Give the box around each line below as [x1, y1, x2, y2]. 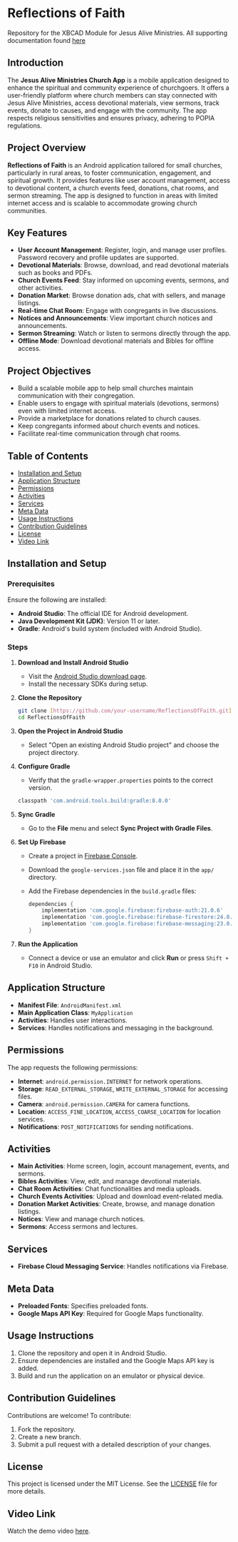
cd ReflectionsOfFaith [17, 714, 86, 721]
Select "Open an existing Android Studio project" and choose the [28, 740, 219, 749]
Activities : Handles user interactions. [17, 1016, 128, 1024]
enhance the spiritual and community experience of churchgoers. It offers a [7, 83, 229, 92]
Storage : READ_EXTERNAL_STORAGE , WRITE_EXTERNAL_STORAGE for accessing [17, 1084, 228, 1093]
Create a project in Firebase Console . [28, 851, 138, 860]
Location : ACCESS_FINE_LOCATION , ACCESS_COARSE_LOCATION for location [17, 1107, 221, 1116]
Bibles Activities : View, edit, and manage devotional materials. [17, 1177, 202, 1186]
